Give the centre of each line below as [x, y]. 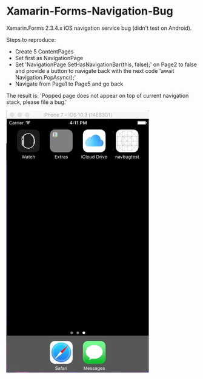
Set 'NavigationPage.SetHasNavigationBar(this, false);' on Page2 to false [106, 64]
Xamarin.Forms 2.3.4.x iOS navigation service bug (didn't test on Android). [99, 28]
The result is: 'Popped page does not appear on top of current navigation [98, 95]
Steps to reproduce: [31, 39]
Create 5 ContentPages [44, 51]
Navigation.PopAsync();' [45, 77]
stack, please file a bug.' [37, 102]
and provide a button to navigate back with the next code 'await [95, 70]
